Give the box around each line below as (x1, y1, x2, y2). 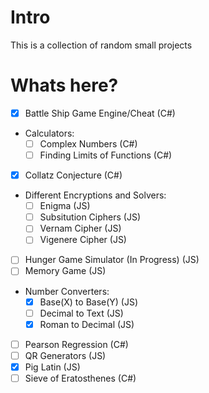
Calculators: (24, 127, 75, 139)
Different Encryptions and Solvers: (24, 189, 167, 201)
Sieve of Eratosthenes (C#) (24, 372, 137, 384)
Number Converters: (24, 285, 110, 297)
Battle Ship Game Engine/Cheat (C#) (24, 107, 176, 119)
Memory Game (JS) (24, 265, 107, 277)
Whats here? (10, 74, 119, 97)
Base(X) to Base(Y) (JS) (39, 296, 139, 308)
